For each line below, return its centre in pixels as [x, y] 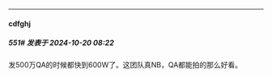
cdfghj [19, 23]
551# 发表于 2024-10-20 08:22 [62, 43]
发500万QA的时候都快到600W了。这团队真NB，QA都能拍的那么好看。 [125, 64]
